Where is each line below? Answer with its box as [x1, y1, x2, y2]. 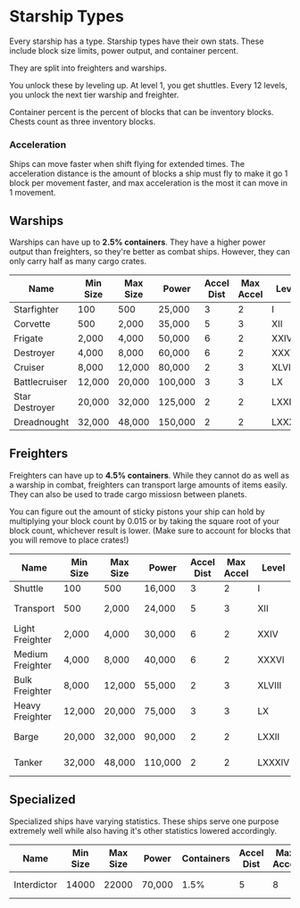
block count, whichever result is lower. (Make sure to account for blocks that [9, 525, 291, 536]
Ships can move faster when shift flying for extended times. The [9, 159, 246, 170]
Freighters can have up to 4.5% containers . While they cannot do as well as [9, 470, 290, 480]
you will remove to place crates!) [9, 534, 129, 546]
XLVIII [257, 679, 282, 691]
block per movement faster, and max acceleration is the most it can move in [9, 178, 288, 188]
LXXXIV [257, 756, 290, 769]
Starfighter [13, 304, 60, 316]
